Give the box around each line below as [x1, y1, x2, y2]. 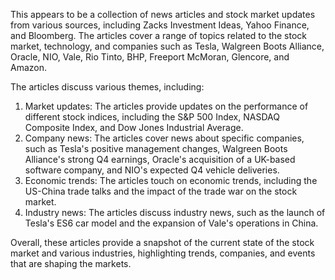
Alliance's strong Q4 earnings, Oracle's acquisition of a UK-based [24, 154, 296, 165]
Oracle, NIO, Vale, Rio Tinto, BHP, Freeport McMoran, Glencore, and [10, 51, 290, 63]
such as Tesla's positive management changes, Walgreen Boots [24, 143, 288, 154]
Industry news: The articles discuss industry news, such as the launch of [24, 207, 326, 218]
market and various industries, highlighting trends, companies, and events [10, 247, 316, 259]
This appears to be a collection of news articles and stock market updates [10, 9, 316, 20]
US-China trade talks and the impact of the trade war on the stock [24, 185, 298, 197]
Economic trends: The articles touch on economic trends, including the [24, 175, 318, 186]
